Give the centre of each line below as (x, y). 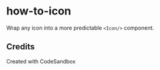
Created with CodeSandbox (41, 61)
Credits (21, 47)
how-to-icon (39, 11)
